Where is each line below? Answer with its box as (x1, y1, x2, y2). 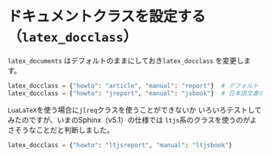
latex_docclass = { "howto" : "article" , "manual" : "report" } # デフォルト (7, 81, 260, 89)
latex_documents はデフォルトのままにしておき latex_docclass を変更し (7, 56, 244, 65)
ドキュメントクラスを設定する (7, 7, 206, 26)
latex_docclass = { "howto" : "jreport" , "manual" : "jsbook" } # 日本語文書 (7, 89, 260, 97)
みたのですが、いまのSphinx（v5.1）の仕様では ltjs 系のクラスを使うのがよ (7, 114, 257, 125)
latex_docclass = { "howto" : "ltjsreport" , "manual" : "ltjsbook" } (7, 141, 232, 149)
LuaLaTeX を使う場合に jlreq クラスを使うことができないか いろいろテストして (7, 105, 262, 114)
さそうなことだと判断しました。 (7, 125, 114, 134)
